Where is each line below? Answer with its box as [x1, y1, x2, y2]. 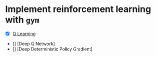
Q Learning [12, 30, 36, 36]
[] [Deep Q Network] [12, 41, 55, 46]
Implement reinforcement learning [5, 3, 151, 15]
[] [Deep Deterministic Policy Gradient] [12, 46, 93, 52]
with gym [5, 14, 40, 25]
